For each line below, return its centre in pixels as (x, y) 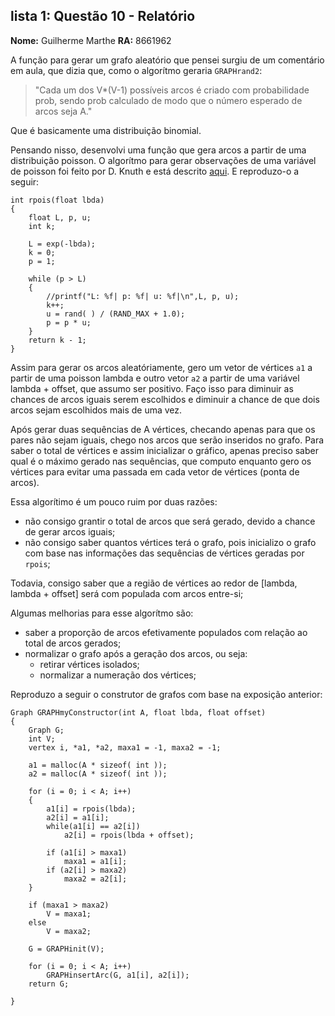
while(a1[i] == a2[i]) (93, 826)
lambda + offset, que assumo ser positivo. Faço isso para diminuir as (152, 388)
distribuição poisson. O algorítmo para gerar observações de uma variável (163, 160)
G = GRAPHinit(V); (66, 949)
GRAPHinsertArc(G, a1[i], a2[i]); (118, 975)
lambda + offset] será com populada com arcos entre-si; (127, 593)
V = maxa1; (69, 914)
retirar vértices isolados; (89, 664)
